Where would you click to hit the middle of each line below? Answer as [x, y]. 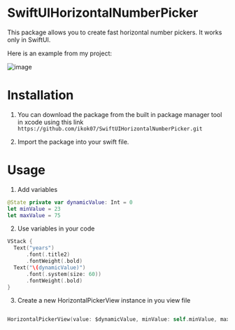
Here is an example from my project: [60, 53]
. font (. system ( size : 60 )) [63, 274]
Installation [41, 95]
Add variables [37, 189]
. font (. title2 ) [48, 255]
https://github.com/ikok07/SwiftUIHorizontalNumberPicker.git [110, 129]
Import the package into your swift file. [73, 142]
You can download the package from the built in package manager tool [120, 114]
